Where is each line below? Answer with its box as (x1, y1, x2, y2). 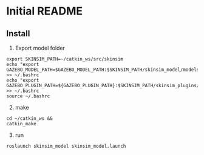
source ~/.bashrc (6, 93, 50, 99)
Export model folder (15, 44, 66, 51)
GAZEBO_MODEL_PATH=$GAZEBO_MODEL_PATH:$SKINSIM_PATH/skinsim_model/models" (6, 67, 202, 73)
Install (6, 28, 30, 39)
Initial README (6, 4, 83, 18)
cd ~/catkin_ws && (6, 116, 53, 122)
